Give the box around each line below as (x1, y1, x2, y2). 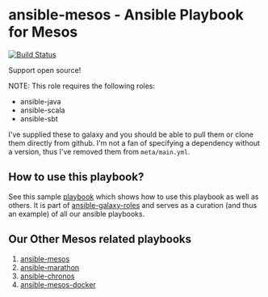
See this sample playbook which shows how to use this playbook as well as (8, 192, 259, 202)
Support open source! (8, 65, 82, 74)
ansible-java (19, 96, 61, 106)
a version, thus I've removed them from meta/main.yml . (8, 146, 191, 156)
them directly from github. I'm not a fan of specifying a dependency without (8, 138, 261, 147)
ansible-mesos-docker (19, 279, 97, 289)
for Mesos (8, 23, 78, 41)
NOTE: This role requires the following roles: (8, 81, 156, 91)
